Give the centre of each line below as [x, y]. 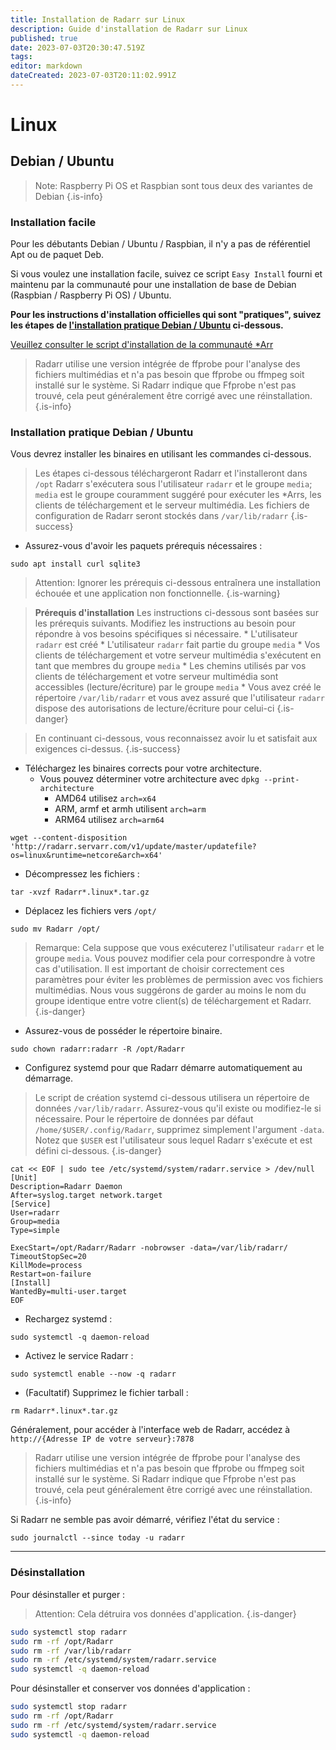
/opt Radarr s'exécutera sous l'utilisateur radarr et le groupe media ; [173, 484]
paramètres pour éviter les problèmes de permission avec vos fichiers [179, 980]
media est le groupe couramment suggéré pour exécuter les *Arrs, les [178, 495]
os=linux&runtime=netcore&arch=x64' [86, 856]
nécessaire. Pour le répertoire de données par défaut [144, 1119]
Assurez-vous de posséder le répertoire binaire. [123, 1031]
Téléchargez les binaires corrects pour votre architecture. [143, 768]
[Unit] [24, 1178]
